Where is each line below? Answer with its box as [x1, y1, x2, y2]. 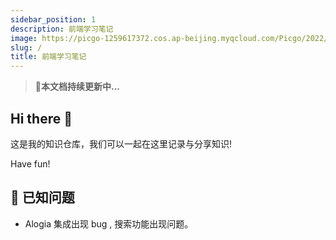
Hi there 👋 [10, 110, 73, 127]
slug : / [10, 42, 43, 53]
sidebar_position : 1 [10, 14, 97, 25]
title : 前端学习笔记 [10, 52, 87, 62]
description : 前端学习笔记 [10, 24, 114, 34]
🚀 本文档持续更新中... [34, 81, 121, 93]
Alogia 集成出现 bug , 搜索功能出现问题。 [24, 217, 194, 230]
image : [10, 33, 38, 43]
